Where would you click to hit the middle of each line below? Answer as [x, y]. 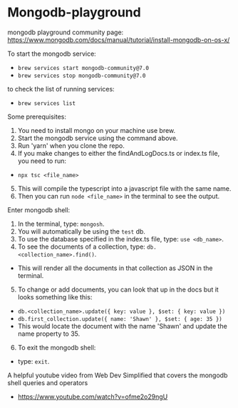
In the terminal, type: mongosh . [61, 224]
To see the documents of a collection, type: [82, 247]
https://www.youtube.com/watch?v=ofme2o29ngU [93, 397]
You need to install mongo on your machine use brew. [97, 130]
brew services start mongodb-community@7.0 [83, 68]
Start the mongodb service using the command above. [98, 138]
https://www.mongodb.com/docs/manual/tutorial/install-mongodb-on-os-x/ [119, 39]
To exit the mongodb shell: [57, 347]
